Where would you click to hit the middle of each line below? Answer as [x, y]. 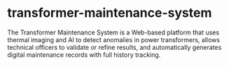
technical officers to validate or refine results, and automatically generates [114, 47]
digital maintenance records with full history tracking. [84, 55]
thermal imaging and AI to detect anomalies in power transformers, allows [114, 39]
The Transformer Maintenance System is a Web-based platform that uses [113, 32]
